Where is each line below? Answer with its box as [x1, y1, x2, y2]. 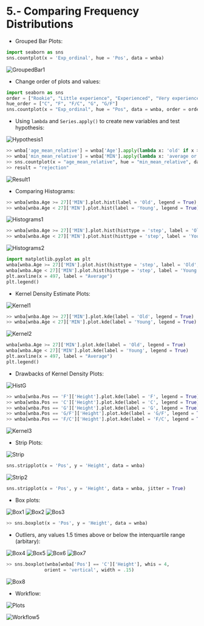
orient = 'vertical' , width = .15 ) [44, 567, 135, 573]
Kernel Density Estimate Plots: [15, 290, 91, 297]
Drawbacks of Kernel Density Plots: [15, 370, 104, 377]
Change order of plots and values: [15, 77, 101, 85]
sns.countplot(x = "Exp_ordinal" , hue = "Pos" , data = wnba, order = [6, 107, 186, 113]
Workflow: [15, 589, 41, 597]
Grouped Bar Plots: [15, 37, 63, 44]
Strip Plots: [15, 439, 43, 446]
